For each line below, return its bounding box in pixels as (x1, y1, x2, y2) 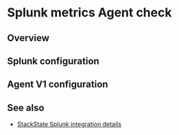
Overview (7, 32, 50, 44)
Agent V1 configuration (7, 79, 108, 90)
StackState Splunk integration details (16, 120, 122, 128)
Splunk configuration (7, 55, 99, 66)
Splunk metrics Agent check (7, 5, 172, 21)
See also (7, 101, 45, 114)
